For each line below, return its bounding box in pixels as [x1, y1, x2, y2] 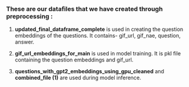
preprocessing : [6, 12, 53, 20]
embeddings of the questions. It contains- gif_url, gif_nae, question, [14, 32, 181, 39]
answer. [14, 38, 34, 46]
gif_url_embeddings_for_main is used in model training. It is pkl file [14, 50, 181, 57]
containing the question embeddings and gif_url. [14, 56, 134, 64]
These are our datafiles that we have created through [6, 5, 163, 13]
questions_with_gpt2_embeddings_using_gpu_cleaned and [14, 68, 165, 75]
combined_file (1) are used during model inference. [14, 74, 141, 82]
